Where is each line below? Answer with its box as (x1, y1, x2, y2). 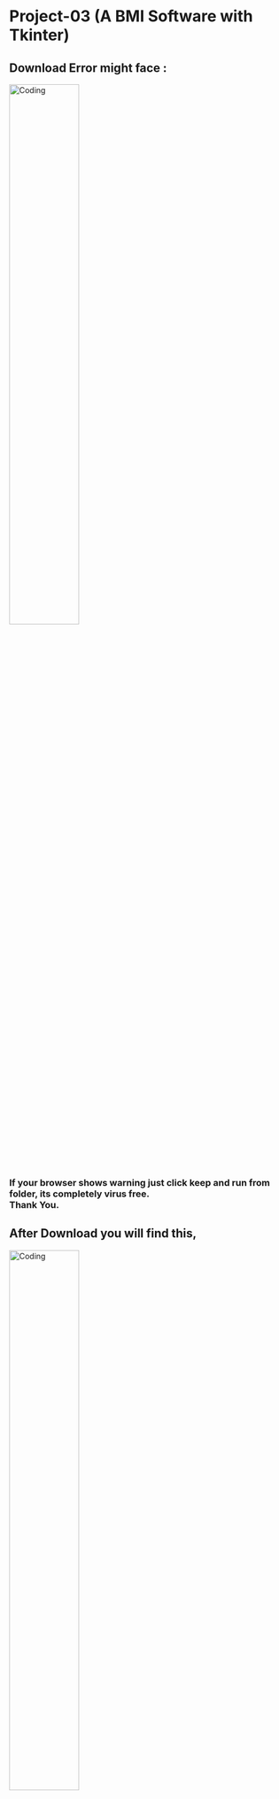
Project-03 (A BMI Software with (9, 6, 253, 27)
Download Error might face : (9, 60, 167, 75)
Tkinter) (9, 25, 70, 45)
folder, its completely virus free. (9, 1188, 151, 1200)
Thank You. (9, 1198, 59, 1211)
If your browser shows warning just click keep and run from (9, 1176, 270, 1188)
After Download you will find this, (9, 1226, 198, 1242)
